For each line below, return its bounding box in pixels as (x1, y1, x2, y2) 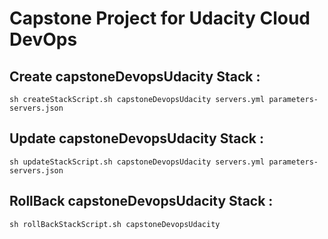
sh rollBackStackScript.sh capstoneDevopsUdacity (9, 219, 221, 229)
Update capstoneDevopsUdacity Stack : (9, 130, 264, 147)
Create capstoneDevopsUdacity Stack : (9, 68, 261, 85)
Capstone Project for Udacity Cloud (9, 7, 311, 30)
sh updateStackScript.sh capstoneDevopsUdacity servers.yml (9, 157, 266, 167)
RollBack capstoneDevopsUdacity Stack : (9, 193, 274, 210)
